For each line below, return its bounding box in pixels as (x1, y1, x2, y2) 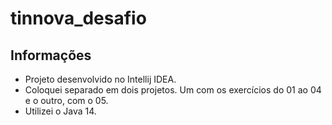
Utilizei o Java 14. (24, 105, 97, 117)
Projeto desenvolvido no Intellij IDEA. (24, 73, 177, 85)
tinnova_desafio (10, 7, 147, 30)
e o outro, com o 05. (24, 95, 109, 106)
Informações (10, 47, 92, 64)
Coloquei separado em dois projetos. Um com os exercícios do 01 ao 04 (24, 84, 322, 96)
